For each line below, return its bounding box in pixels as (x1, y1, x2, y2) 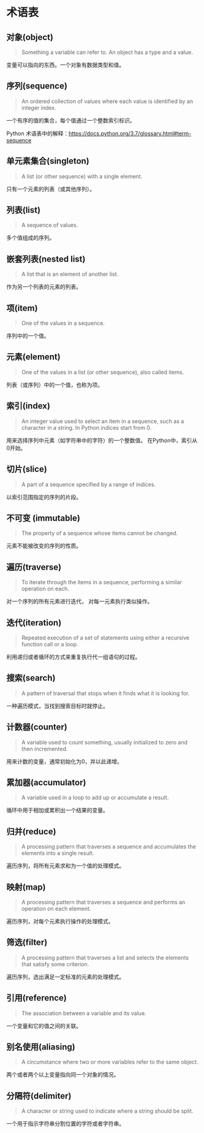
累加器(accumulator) (6, 777, 86, 788)
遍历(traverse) (6, 562, 62, 572)
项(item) (6, 303, 38, 313)
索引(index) (6, 401, 51, 411)
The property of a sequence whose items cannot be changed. (21, 530, 178, 537)
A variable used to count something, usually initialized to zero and (21, 738, 188, 746)
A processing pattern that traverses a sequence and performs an (21, 899, 186, 906)
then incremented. (21, 745, 68, 752)
